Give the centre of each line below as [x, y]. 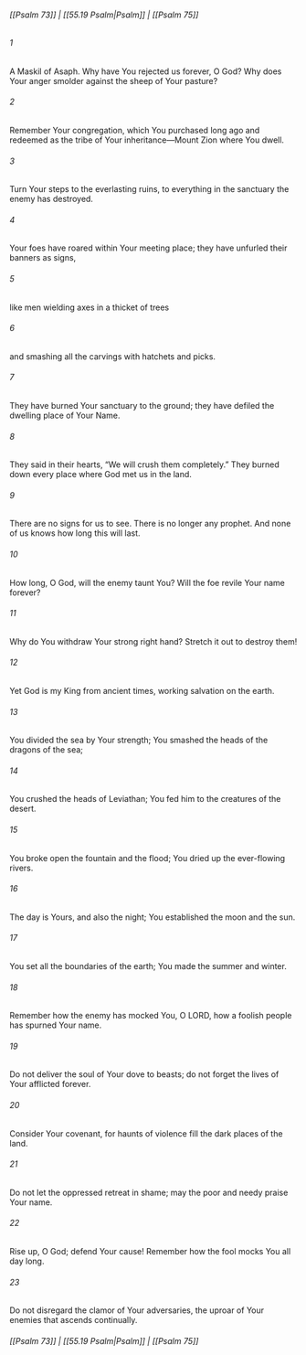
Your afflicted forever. [50, 1084]
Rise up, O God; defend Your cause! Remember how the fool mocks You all [150, 1252]
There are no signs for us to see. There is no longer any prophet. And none [150, 524]
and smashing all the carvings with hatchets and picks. [113, 356]
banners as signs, [43, 258]
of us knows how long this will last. [75, 533]
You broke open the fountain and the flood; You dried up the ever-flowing [148, 858]
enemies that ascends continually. [74, 1320]
